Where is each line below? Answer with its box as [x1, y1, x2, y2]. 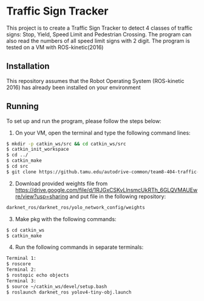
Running [6, 101, 39, 111]
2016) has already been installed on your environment [6, 84, 141, 91]
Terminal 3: [6, 277, 36, 284]
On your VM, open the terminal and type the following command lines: [15, 129, 191, 136]
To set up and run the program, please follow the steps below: [6, 117, 162, 125]
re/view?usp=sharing [15, 193, 69, 200]
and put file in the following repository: [69, 193, 166, 200]
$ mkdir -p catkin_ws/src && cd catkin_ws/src [6, 141, 126, 147]
